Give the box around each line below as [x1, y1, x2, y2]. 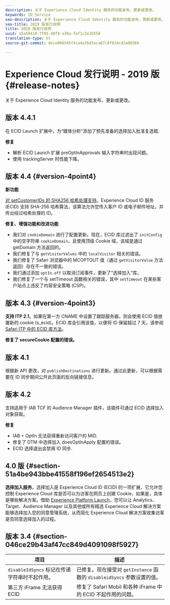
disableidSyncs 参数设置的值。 [88, 574, 161, 581]
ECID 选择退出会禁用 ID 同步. [12, 445, 73, 451]
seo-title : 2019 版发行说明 [5, 21, 61, 27]
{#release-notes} [5, 79, 80, 91]
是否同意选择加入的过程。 [5, 516, 59, 522]
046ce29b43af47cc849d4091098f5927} [5, 540, 139, 549]
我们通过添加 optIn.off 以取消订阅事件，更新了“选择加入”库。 [12, 270, 142, 276]
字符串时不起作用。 [8, 574, 54, 581]
